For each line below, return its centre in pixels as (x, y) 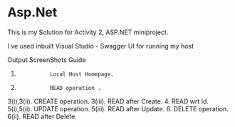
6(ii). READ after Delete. (42, 116)
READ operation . (75, 88)
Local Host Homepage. (82, 74)
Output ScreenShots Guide (47, 60)
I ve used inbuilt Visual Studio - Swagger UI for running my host (101, 46)
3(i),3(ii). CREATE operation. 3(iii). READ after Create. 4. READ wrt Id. (108, 101)
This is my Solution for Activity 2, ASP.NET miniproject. (88, 32)
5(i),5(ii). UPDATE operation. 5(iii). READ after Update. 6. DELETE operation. (118, 108)
